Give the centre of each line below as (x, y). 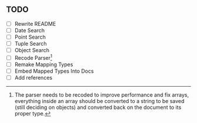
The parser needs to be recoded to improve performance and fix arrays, (102, 95)
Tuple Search (30, 44)
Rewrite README (35, 23)
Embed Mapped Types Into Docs (54, 71)
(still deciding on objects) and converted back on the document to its (98, 107)
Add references (33, 77)
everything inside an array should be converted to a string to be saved (99, 101)
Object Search (32, 50)
